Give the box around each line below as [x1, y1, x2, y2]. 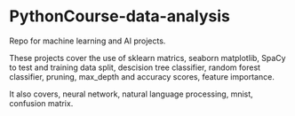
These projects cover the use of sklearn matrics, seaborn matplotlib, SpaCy [9, 52, 286, 63]
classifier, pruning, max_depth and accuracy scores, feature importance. [9, 71, 275, 81]
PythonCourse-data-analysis [9, 6, 231, 27]
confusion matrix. [9, 97, 74, 108]
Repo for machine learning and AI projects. [9, 35, 166, 46]
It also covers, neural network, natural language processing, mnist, [9, 89, 253, 99]
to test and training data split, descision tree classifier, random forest [9, 62, 260, 73]
